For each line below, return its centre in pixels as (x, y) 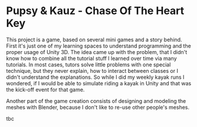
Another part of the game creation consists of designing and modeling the (96, 101)
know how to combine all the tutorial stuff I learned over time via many (91, 58)
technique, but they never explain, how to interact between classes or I (92, 71)
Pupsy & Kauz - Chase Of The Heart (95, 11)
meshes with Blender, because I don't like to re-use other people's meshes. (98, 107)
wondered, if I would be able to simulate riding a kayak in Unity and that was (99, 83)
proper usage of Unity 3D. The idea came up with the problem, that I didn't (97, 52)
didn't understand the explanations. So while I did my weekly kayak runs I (95, 77)
